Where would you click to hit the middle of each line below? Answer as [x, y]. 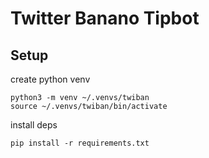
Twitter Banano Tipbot [105, 18]
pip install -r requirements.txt [80, 143]
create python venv [50, 79]
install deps [34, 125]
